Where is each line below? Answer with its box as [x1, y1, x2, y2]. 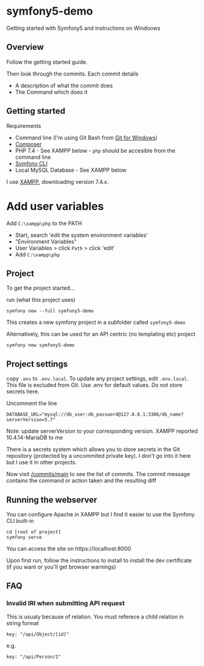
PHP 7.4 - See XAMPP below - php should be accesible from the [15, 147, 175, 154]
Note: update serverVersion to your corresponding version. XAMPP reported [6, 427, 198, 435]
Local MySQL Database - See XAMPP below [15, 166, 127, 174]
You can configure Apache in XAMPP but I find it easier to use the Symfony [6, 510, 195, 518]
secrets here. [6, 388, 40, 395]
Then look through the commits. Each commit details [6, 70, 139, 77]
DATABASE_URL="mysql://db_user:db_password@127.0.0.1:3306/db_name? [6, 412, 184, 418]
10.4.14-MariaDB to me [6, 434, 63, 441]
